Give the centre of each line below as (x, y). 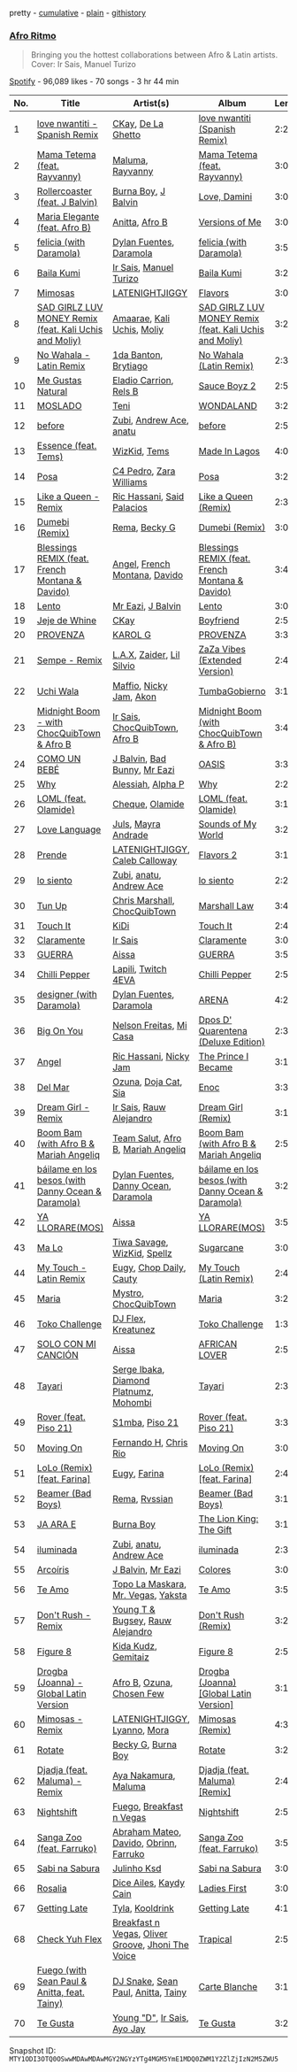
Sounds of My (228, 824)
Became (216, 1067)
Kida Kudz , (134, 1646)
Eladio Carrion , (143, 381)
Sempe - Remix (70, 660)
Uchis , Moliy (138, 329)
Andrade (130, 836)
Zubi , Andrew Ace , (150, 420)
